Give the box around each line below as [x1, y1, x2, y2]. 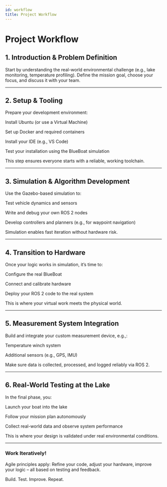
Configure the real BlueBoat [5, 271, 62, 277]
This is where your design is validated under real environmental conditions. [5, 433, 159, 439]
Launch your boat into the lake [5, 404, 68, 410]
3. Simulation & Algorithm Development [5, 177, 130, 185]
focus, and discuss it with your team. [5, 77, 81, 83]
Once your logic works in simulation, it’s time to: [5, 261, 103, 267]
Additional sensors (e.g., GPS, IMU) [5, 352, 78, 358]
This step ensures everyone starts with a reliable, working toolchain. [5, 158, 145, 164]
